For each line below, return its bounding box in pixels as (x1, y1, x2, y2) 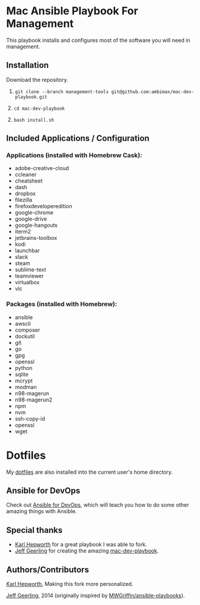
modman (14, 383, 37, 390)
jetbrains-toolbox (14, 234, 58, 242)
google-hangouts (14, 222, 58, 229)
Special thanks (6, 525, 63, 535)
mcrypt (14, 377, 33, 384)
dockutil (14, 332, 35, 339)
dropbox (14, 190, 36, 197)
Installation (6, 60, 49, 70)
